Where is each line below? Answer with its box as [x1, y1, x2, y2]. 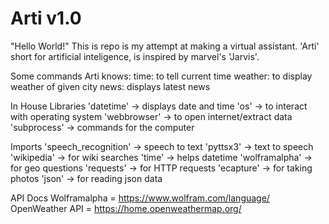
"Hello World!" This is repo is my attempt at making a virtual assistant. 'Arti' [10, 40, 320, 52]
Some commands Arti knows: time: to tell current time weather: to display [10, 70, 313, 82]
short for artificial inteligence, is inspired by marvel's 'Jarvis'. [10, 50, 260, 62]
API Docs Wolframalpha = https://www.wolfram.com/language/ [10, 192, 270, 204]
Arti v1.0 [10, 7, 82, 30]
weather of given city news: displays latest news [10, 80, 211, 92]
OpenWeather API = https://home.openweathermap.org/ [10, 202, 242, 214]
